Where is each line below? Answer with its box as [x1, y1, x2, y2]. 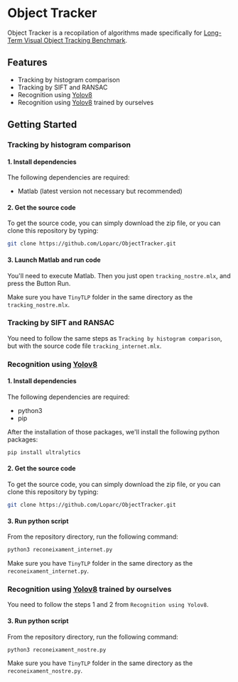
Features [7, 57, 48, 69]
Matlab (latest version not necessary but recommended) [17, 187, 183, 196]
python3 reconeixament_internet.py [7, 546, 113, 554]
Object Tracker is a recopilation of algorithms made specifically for [7, 28, 202, 37]
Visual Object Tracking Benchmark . [23, 35, 128, 44]
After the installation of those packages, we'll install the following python [7, 427, 220, 436]
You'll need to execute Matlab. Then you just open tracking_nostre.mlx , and [7, 271, 231, 280]
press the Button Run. [7, 279, 71, 287]
